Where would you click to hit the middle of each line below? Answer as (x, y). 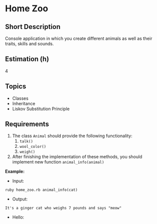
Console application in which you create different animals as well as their (79, 38)
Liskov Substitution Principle (41, 109)
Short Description (33, 27)
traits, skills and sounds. (29, 44)
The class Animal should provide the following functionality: (72, 136)
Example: (15, 171)
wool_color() (33, 147)
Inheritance (24, 103)
